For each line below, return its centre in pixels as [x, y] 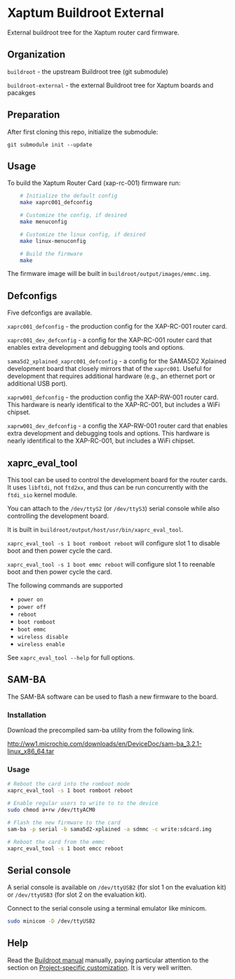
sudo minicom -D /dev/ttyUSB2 [52, 921]
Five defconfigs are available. [50, 313]
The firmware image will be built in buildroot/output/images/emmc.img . [109, 274]
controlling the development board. [58, 516]
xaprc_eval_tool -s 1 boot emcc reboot [66, 848]
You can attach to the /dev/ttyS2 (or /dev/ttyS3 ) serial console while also [114, 509]
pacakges [22, 92]
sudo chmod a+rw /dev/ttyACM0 [52, 810]
